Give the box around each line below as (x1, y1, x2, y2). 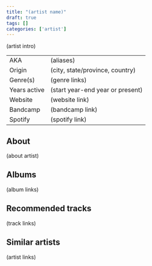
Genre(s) (9, 76, 35, 84)
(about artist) (6, 152, 40, 160)
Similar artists (6, 237, 61, 248)
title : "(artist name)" (6, 9, 67, 15)
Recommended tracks (6, 203, 92, 214)
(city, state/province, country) (50, 66, 136, 75)
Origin (9, 66, 27, 75)
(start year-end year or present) (50, 86, 143, 94)
